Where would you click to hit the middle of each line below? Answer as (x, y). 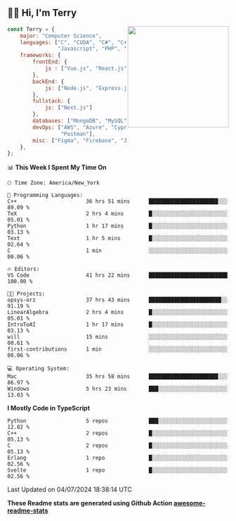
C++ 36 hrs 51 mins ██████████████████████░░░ (118, 201)
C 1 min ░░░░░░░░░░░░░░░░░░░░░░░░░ (118, 251)
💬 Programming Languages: (45, 195)
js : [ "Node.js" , (68, 88)
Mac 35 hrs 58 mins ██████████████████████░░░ (118, 377)
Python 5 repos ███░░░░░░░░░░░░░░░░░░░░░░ (118, 421)
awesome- (189, 503)
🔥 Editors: (24, 269)
